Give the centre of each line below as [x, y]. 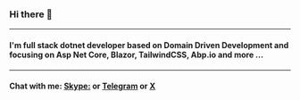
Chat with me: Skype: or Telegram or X [83, 86]
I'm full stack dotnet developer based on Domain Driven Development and [149, 45]
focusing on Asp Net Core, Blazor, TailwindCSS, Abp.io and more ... [137, 54]
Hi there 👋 [31, 14]
